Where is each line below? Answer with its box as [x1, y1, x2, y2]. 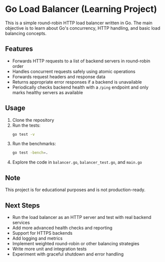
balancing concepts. [5, 30, 47, 36]
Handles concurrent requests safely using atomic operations [12, 68, 136, 74]
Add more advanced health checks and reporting [12, 224, 113, 231]
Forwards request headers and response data [12, 73, 106, 80]
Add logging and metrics [12, 235, 63, 241]
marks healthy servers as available [12, 89, 83, 95]
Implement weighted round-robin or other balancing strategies [12, 240, 140, 246]
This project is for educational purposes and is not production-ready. [5, 187, 146, 193]
